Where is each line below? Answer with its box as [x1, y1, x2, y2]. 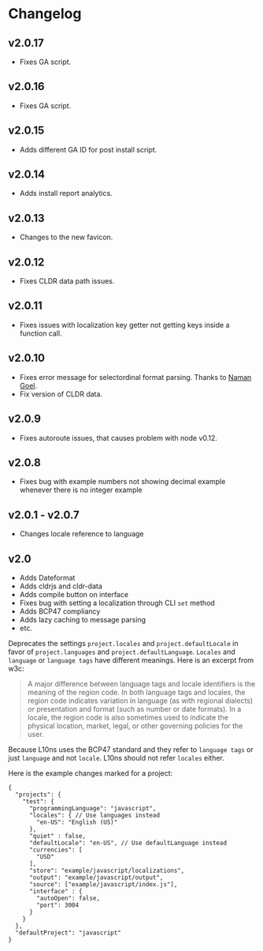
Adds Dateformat [19, 573, 76, 582]
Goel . [19, 381, 38, 390]
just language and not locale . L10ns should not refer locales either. [8, 753, 224, 762]
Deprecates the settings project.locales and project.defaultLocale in [8, 638, 239, 648]
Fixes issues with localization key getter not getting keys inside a [19, 320, 230, 329]
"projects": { [15, 791, 61, 799]
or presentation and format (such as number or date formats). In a [27, 704, 242, 713]
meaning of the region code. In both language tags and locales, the [27, 687, 246, 697]
